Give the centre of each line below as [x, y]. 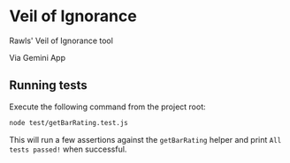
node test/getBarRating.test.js [69, 122]
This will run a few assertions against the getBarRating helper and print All [145, 139]
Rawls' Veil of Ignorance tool [61, 41]
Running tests [49, 85]
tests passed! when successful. [68, 149]
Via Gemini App [38, 57]
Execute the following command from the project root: [107, 107]
